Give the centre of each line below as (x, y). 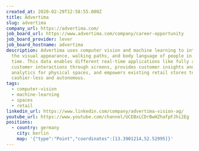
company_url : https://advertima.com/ (53, 28)
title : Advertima (28, 17)
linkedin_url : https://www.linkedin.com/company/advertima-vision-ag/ (95, 111)
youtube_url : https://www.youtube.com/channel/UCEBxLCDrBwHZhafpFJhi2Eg (98, 117)
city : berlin (33, 133)
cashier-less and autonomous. (49, 78)
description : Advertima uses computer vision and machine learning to (95, 51)
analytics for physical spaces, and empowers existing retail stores (99, 73)
